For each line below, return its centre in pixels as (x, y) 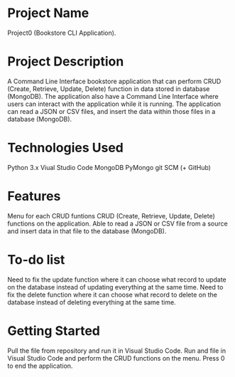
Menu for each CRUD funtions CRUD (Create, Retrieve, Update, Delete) (111, 216)
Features (34, 196)
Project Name (48, 13)
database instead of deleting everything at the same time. (92, 302)
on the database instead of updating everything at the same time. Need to (115, 287)
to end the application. (40, 366)
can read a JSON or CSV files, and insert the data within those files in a (111, 111)
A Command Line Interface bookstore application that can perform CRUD (114, 81)
